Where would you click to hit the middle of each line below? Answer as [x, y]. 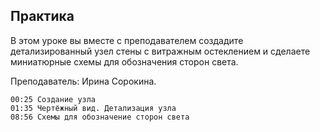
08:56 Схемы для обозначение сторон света [100, 117]
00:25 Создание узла [53, 99]
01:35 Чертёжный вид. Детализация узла [93, 108]
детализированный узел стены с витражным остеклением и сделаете [160, 51]
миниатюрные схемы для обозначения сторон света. [124, 61]
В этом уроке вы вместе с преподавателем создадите [127, 40]
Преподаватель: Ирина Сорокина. [83, 81]
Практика [42, 16]
